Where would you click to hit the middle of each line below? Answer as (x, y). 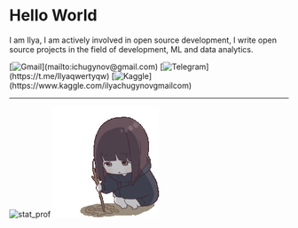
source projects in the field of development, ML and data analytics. (131, 49)
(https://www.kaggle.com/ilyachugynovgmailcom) (101, 85)
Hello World (53, 16)
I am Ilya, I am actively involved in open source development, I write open (143, 40)
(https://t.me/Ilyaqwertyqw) (59, 75)
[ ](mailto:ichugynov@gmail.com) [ (86, 67)
